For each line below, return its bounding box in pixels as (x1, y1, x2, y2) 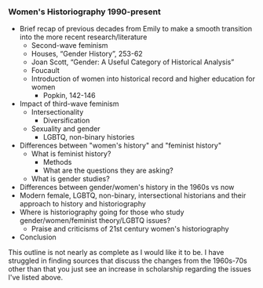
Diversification (42, 116, 90, 126)
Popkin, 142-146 (42, 91, 96, 100)
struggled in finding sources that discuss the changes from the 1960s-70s (8, 256, 247, 265)
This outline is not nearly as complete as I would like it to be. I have (8, 248, 225, 257)
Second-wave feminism (31, 41, 108, 50)
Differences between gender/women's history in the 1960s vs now (19, 183, 235, 192)
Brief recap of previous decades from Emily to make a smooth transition (19, 24, 253, 34)
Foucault (31, 66, 60, 75)
